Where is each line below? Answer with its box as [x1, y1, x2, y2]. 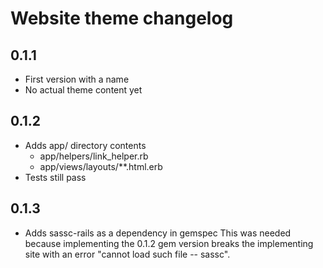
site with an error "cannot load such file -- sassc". [24, 248, 231, 260]
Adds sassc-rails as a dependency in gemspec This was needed [24, 227, 292, 239]
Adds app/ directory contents [24, 139, 147, 151]
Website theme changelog [10, 7, 234, 30]
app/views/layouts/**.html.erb [39, 160, 163, 172]
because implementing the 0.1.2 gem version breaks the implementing [24, 237, 314, 249]
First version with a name [24, 73, 130, 85]
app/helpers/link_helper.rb [39, 150, 149, 162]
